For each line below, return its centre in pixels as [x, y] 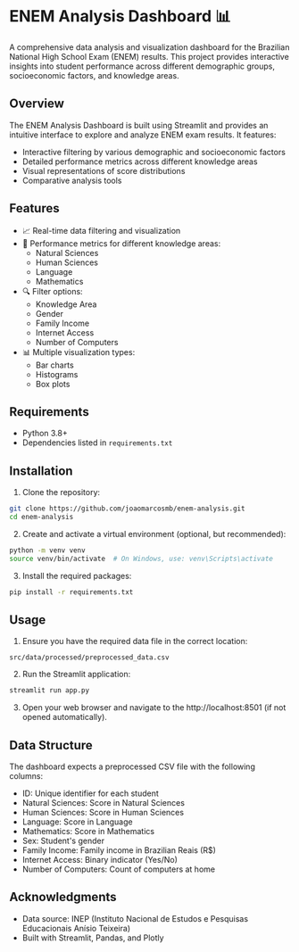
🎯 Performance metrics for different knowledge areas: [121, 243]
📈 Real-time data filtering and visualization [101, 230]
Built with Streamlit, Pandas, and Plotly [93, 938]
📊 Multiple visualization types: [79, 352]
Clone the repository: [61, 493]
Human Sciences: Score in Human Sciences [103, 813]
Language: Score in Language [77, 822]
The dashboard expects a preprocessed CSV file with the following [133, 766]
